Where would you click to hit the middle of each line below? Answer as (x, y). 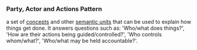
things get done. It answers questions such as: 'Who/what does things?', (96, 28)
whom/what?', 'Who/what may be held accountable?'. (72, 41)
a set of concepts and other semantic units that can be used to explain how (99, 22)
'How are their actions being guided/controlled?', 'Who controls (84, 35)
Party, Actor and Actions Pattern (54, 9)
